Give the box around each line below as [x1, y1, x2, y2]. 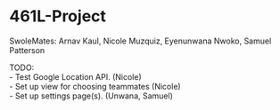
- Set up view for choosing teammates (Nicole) [9, 81, 181, 91]
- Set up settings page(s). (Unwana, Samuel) [9, 90, 174, 101]
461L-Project [9, 6, 107, 27]
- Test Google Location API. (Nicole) [9, 71, 143, 82]
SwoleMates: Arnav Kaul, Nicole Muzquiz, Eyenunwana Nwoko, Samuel [9, 35, 272, 46]
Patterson [9, 44, 45, 55]
